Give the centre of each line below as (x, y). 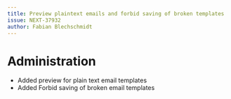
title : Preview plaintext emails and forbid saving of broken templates (116, 14)
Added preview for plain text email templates (82, 80)
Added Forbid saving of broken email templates (86, 88)
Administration (52, 61)
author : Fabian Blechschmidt (50, 26)
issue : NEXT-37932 (34, 20)
